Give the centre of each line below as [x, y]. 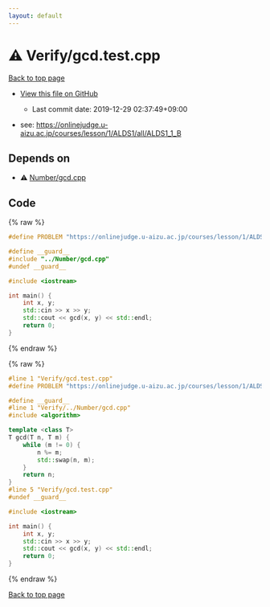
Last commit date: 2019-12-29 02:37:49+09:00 [110, 109]
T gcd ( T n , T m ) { [39, 438]
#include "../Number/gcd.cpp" [59, 259]
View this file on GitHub [59, 93]
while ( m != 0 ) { [52, 445]
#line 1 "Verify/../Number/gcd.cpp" [70, 408]
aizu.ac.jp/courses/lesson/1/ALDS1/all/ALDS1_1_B [101, 133]
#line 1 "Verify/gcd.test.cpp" [61, 379]
